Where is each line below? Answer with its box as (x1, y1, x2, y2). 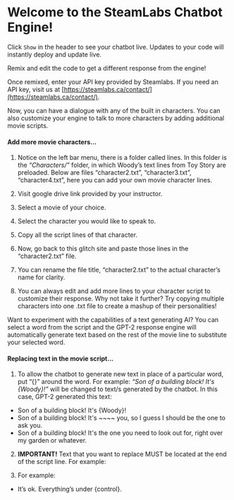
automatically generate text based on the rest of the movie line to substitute (7, 330, 227, 339)
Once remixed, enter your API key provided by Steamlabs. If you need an (7, 77, 218, 86)
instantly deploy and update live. (7, 50, 102, 59)
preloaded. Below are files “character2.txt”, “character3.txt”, (17, 168, 192, 177)
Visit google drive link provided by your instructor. (17, 190, 163, 198)
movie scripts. (7, 121, 49, 129)
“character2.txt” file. (17, 252, 77, 260)
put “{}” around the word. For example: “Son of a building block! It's (17, 378, 215, 386)
